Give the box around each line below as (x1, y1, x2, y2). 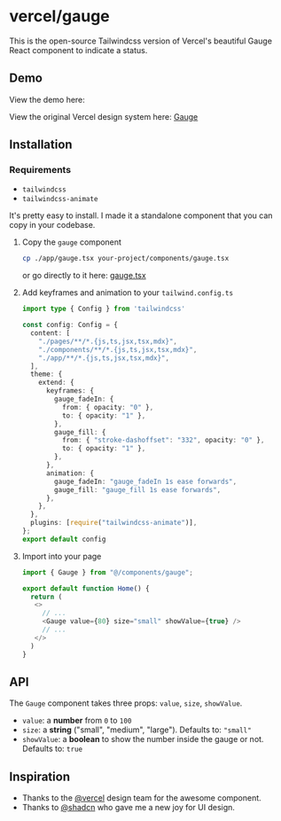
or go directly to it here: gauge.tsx (21, 270, 146, 281)
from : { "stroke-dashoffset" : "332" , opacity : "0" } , (61, 436, 265, 445)
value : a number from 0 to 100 (21, 715, 132, 726)
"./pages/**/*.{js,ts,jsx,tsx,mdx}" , (38, 337, 178, 346)
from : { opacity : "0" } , (61, 403, 154, 411)
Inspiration (9, 769, 71, 784)
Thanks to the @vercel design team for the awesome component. (21, 793, 261, 803)
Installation (9, 137, 73, 152)
